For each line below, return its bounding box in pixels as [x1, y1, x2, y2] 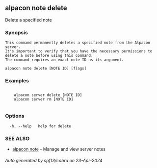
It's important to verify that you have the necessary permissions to [5, 49, 153, 54]
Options [5, 113, 25, 120]
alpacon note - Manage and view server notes [12, 146, 106, 152]
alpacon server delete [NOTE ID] [14, 93, 82, 97]
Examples [5, 77, 29, 84]
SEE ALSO [5, 135, 30, 142]
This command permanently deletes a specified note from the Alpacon [5, 40, 151, 46]
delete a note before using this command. [5, 53, 93, 58]
